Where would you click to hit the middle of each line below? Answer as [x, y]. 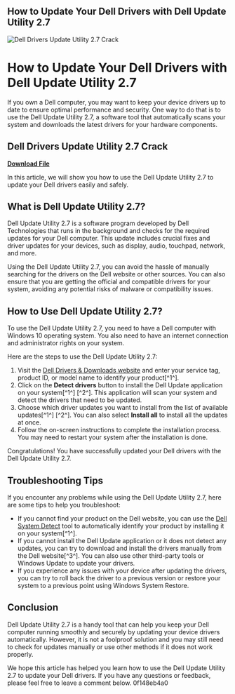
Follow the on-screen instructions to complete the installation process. [119, 430]
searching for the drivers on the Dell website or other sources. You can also [116, 274]
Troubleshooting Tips [55, 480]
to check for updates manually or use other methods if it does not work [110, 647]
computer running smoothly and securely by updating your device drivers [114, 632]
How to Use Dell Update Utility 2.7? [85, 311]
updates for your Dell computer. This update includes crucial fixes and [109, 239]
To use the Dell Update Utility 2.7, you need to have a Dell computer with [112, 328]
